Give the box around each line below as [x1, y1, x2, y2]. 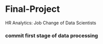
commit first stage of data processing [5, 32, 99, 39]
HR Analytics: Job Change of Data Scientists [5, 20, 97, 26]
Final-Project [5, 3, 60, 15]
